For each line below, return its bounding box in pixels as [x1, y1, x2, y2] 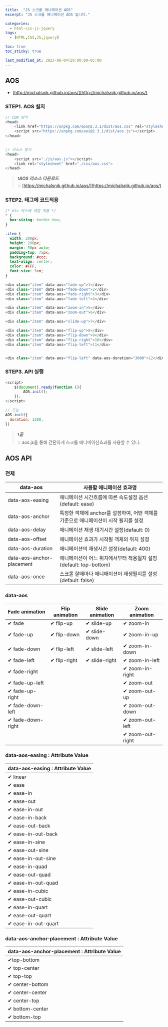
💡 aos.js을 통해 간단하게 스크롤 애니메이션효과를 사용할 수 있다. [17, 439, 141, 445]
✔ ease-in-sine [7, 838, 45, 845]
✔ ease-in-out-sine [7, 854, 56, 862]
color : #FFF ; [9, 264, 37, 269]
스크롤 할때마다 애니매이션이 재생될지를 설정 [59, 570, 157, 577]
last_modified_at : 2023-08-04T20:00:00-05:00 [5, 58, 101, 63]
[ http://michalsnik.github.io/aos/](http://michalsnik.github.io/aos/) [12, 90, 147, 96]
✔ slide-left [85, 645, 113, 652]
